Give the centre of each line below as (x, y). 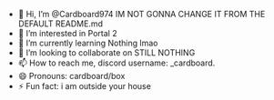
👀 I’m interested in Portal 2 (67, 33)
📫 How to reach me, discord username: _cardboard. (117, 63)
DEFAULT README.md (60, 24)
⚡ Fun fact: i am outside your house (85, 86)
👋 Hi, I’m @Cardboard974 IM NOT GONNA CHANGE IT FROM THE (142, 14)
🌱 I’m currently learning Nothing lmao (88, 43)
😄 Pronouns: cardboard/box (71, 76)
